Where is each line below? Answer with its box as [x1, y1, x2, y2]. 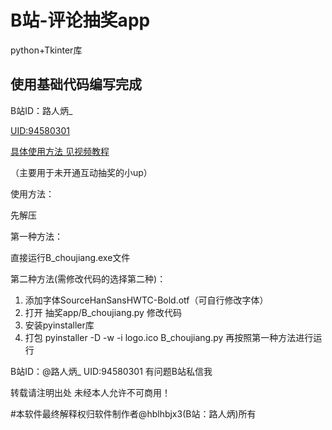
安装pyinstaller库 [24, 319, 95, 331]
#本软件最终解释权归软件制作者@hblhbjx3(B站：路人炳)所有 [10, 407, 257, 420]
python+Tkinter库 [10, 44, 83, 56]
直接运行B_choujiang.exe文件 [10, 251, 131, 263]
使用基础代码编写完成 [10, 76, 142, 93]
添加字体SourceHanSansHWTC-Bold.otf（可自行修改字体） [24, 294, 269, 306]
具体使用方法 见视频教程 [10, 145, 110, 157]
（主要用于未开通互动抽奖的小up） [10, 166, 153, 178]
